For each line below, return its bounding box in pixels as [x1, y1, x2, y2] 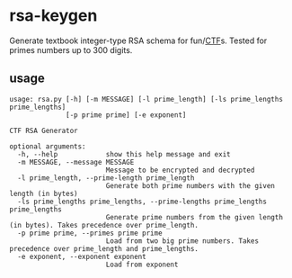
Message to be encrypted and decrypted [105, 166, 255, 175]
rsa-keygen [9, 5, 98, 26]
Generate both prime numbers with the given [105, 181, 276, 190]
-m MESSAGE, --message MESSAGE [17, 157, 135, 166]
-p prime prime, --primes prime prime [17, 229, 164, 238]
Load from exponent [105, 260, 179, 269]
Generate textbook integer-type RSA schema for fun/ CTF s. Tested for [9, 35, 268, 46]
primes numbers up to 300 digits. [9, 44, 133, 55]
